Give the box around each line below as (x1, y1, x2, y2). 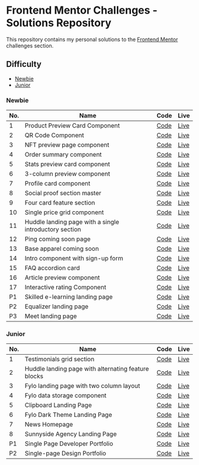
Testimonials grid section (24, 355, 95, 364)
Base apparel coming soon (24, 244, 99, 253)
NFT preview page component (24, 141, 110, 149)
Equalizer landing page (24, 302, 89, 311)
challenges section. (6, 42, 54, 49)
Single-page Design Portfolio (24, 449, 107, 457)
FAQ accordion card (24, 264, 80, 272)
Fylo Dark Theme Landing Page (24, 410, 113, 419)
